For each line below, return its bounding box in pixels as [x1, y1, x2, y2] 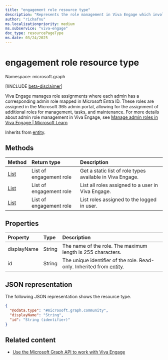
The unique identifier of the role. [62, 257, 138, 264]
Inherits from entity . [5, 129, 46, 135]
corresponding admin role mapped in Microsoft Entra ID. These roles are [5, 98, 154, 104]
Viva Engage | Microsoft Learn [5, 119, 68, 125]
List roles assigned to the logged [79, 196, 156, 203]
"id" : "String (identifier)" [9, 317, 70, 322]
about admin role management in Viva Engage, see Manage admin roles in [5, 114, 158, 120]
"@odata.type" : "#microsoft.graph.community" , [9, 308, 108, 313]
